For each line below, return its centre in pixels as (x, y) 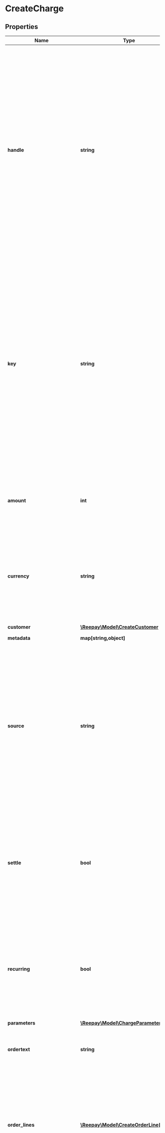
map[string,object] (103, 638)
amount (17, 500)
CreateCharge (34, 9)
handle (16, 150)
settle (14, 863)
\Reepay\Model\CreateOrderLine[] (122, 1125)
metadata (19, 638)
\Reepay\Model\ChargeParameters (122, 1023)
